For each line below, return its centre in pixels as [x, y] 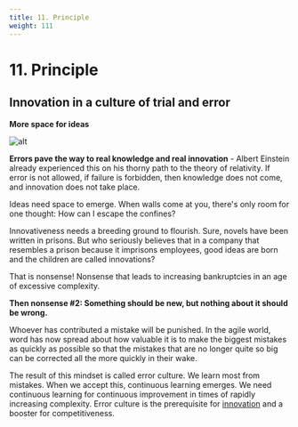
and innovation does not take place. [75, 187]
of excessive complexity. [55, 286]
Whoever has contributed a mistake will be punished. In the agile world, [140, 329]
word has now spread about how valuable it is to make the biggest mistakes [148, 339]
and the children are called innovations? [82, 259]
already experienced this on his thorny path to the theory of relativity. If [140, 168]
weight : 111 [31, 26]
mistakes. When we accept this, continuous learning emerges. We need [141, 384]
